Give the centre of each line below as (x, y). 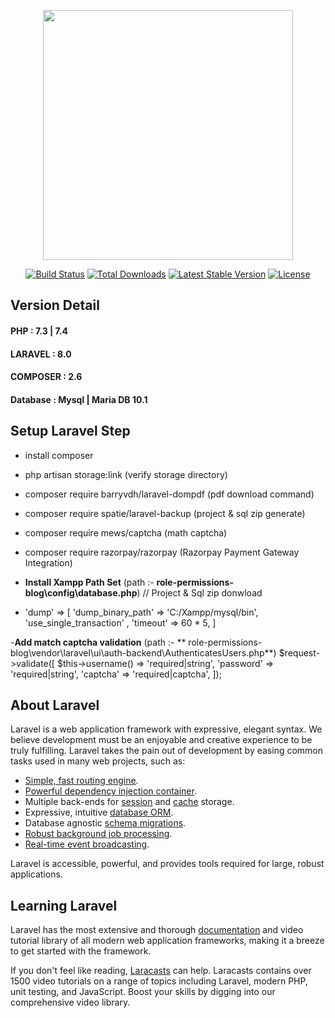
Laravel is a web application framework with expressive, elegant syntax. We (166, 729)
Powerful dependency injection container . (110, 791)
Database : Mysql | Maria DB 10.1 (79, 399)
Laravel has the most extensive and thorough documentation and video (157, 930)
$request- (299, 652)
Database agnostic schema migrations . (105, 823)
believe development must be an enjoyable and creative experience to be (161, 740)
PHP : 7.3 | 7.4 (39, 331)
